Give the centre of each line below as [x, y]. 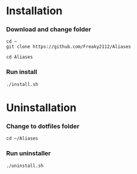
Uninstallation [42, 107]
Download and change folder [49, 30]
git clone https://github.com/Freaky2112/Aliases [69, 47]
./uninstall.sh [25, 166]
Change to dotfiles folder [43, 126]
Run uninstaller [28, 153]
